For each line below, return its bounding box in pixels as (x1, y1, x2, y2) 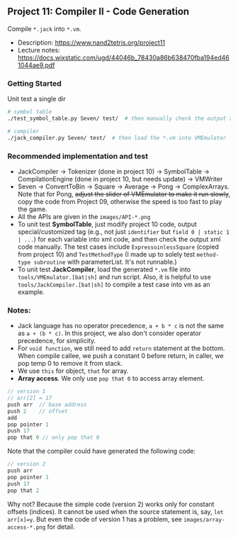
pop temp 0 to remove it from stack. (17, 359, 123, 368)
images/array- (183, 516, 225, 523)
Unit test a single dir (7, 95, 66, 103)
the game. (17, 205, 47, 213)
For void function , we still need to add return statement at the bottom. (17, 344, 225, 353)
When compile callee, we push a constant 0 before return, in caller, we (17, 352, 225, 360)
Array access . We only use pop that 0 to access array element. (17, 374, 205, 383)
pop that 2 (7, 487, 40, 494)
